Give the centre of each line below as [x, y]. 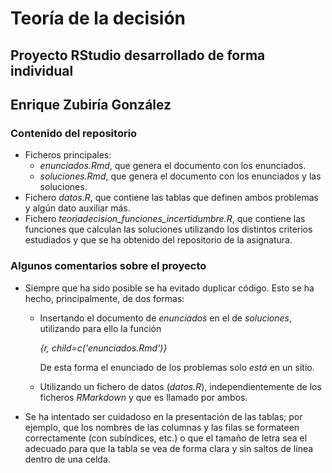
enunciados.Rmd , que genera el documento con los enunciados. [173, 166]
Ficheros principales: [68, 155]
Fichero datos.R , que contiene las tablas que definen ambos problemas [172, 198]
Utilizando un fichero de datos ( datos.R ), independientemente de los [180, 386]
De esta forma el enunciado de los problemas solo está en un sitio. [177, 367]
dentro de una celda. [67, 459]
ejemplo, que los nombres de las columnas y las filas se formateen [162, 427]
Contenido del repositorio [74, 133]
